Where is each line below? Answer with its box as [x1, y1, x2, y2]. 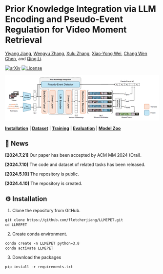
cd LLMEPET [5, 222, 27, 227]
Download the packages [12, 255, 61, 260]
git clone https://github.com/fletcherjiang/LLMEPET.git [5, 218, 123, 222]
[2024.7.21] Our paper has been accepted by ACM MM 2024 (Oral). [5, 152, 142, 158]
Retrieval [5, 35, 42, 46]
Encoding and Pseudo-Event [5, 14, 123, 25]
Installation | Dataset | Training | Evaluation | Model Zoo [5, 125, 121, 131]
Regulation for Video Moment [5, 24, 127, 35]
